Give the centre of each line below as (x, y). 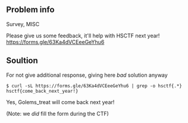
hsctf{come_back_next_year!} (42, 91)
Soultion (22, 61)
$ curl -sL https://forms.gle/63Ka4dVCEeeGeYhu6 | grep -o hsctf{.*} (94, 86)
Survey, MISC (23, 24)
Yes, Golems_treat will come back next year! (60, 102)
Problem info (30, 10)
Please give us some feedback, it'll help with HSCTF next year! (83, 36)
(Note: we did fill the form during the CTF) (57, 113)
